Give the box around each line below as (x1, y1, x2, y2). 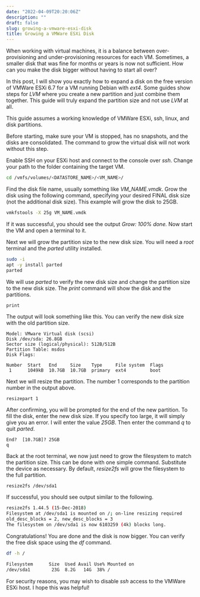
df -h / (6, 550, 26, 556)
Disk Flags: (6, 351, 36, 358)
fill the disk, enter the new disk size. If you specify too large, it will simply (6, 412, 185, 419)
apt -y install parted (6, 262, 62, 268)
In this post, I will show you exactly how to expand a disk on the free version (6, 78, 193, 85)
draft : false (6, 20, 39, 26)
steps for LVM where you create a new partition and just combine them (6, 91, 180, 98)
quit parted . (6, 425, 35, 432)
